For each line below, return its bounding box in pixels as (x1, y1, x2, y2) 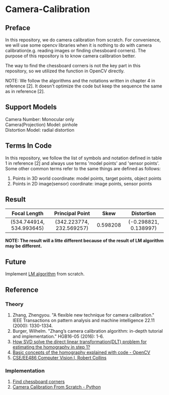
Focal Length (12, 210, 44, 217)
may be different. (5, 243, 42, 249)
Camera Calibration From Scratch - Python (12, 384, 101, 390)
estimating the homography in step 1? (12, 344, 91, 350)
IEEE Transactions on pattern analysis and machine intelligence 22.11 (12, 317, 155, 323)
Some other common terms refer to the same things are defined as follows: (5, 165, 161, 171)
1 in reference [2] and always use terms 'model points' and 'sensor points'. (5, 160, 159, 166)
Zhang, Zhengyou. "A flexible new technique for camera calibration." (12, 312, 154, 318)
